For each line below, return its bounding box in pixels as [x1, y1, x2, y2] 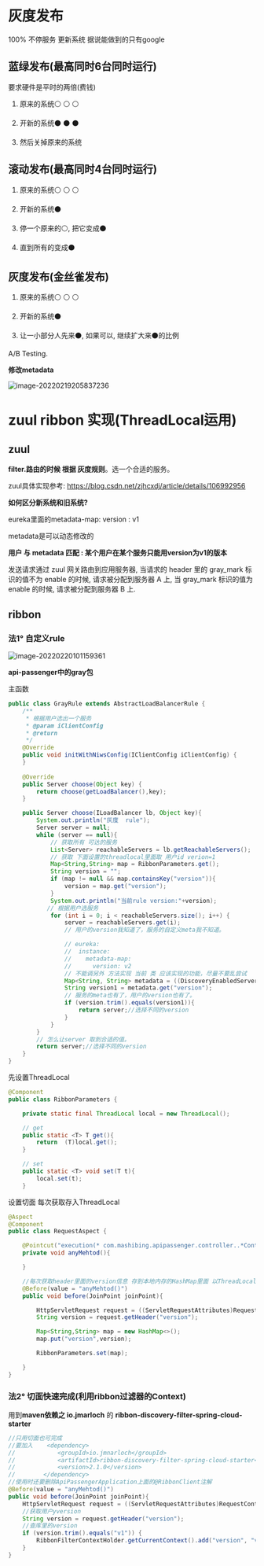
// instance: [64, 948, 111, 956]
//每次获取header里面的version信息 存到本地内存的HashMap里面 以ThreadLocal [22, 1277, 257, 1285]
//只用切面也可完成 [8, 1434, 63, 1442]
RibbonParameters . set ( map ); [36, 1350, 128, 1358]
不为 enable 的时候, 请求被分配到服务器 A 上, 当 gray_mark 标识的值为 [28, 575, 254, 584]
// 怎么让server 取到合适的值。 [36, 1035, 130, 1043]
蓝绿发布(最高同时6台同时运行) [8, 60, 157, 73]
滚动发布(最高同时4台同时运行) [8, 163, 158, 176]
